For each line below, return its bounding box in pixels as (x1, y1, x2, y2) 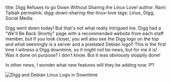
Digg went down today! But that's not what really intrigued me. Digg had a (5, 25, 161, 31)
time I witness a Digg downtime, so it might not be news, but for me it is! (5, 47, 158, 52)
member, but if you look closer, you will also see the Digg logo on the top (5, 36, 159, 42)
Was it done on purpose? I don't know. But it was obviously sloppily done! (5, 52, 161, 58)
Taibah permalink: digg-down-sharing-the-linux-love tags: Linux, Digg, (5, 10, 155, 16)
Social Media (5, 15, 33, 21)
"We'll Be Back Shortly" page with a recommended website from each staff (5, 31, 164, 36)
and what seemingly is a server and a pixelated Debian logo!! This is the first (5, 41, 166, 47)
